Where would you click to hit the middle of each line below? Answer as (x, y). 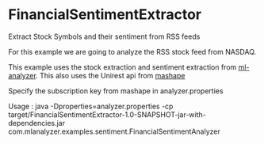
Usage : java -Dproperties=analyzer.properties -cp (91, 106)
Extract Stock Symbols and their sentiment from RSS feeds (104, 36)
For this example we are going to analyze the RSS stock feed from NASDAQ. (132, 51)
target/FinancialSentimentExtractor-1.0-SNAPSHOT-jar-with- (107, 114)
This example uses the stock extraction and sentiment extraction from (122, 67)
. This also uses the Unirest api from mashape (110, 75)
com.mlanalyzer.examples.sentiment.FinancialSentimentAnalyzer (114, 131)
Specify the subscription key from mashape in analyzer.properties (116, 91)
